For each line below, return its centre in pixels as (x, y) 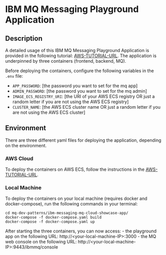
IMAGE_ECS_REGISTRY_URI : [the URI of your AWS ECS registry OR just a (83, 96)
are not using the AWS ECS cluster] (49, 112)
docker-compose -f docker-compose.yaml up (50, 222)
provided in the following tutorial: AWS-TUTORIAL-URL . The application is (81, 56)
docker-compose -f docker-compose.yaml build (53, 217)
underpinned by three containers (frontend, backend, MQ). (66, 61)
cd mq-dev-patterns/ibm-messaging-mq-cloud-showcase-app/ (67, 213)
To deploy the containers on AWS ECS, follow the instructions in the (75, 169)
